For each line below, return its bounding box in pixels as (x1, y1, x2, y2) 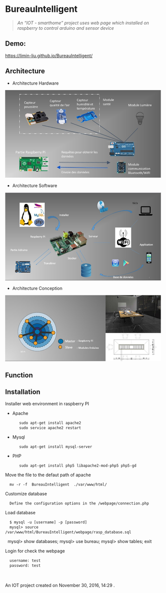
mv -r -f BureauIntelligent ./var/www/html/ (9, 482, 107, 487)
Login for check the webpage (5, 548, 65, 554)
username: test (9, 558, 41, 563)
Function (5, 371, 33, 379)
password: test (9, 563, 41, 568)
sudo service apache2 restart (19, 426, 82, 431)
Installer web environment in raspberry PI (5, 401, 89, 407)
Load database (5, 510, 36, 516)
